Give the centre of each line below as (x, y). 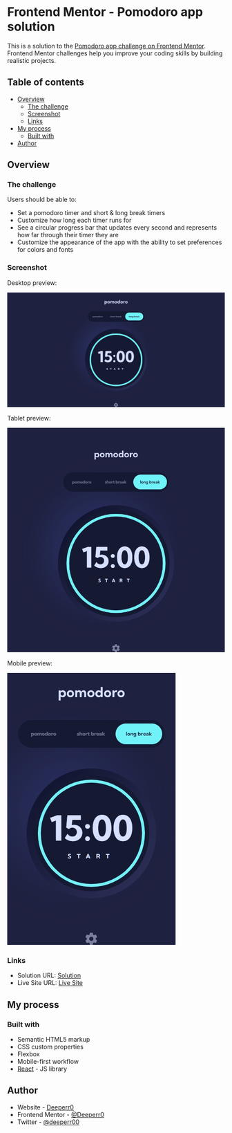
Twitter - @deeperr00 (48, 1122)
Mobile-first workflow (48, 1062)
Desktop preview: (32, 283)
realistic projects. (32, 60)
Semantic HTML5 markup (54, 1040)
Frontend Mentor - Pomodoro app (105, 12)
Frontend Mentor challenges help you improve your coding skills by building (115, 53)
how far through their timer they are (68, 235)
